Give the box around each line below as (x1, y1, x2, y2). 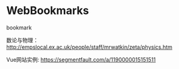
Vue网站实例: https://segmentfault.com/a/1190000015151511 (6, 56, 156, 63)
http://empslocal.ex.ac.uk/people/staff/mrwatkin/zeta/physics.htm (6, 43, 172, 51)
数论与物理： (6, 36, 38, 43)
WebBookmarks (6, 4, 89, 18)
